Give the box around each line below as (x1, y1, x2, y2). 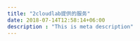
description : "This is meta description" (7, 23, 134, 30)
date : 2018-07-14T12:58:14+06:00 (7, 17, 106, 24)
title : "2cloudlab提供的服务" (7, 10, 91, 17)
